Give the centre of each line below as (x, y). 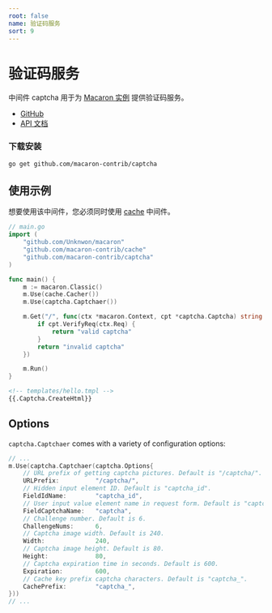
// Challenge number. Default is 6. (85, 519)
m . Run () (36, 369)
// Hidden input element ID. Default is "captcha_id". (117, 489)
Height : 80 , (65, 556)
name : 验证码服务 (34, 24)
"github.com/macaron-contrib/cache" (85, 250)
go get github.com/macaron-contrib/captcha (83, 164)
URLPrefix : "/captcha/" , (81, 481)
